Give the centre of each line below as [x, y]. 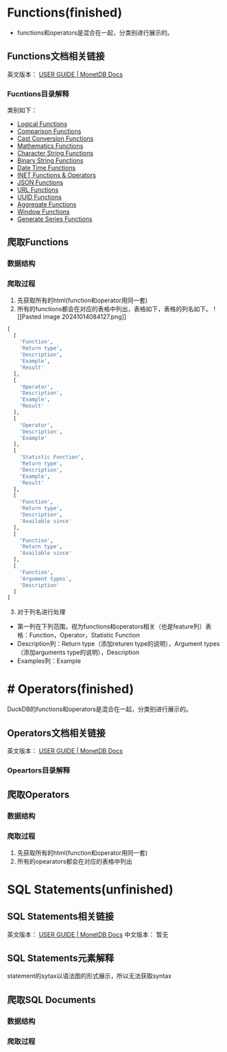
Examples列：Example [49, 661]
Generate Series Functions [55, 219]
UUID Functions [39, 197]
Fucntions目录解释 [38, 94]
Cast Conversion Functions [55, 138]
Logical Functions [42, 124]
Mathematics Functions [50, 146]
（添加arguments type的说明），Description [78, 653]
